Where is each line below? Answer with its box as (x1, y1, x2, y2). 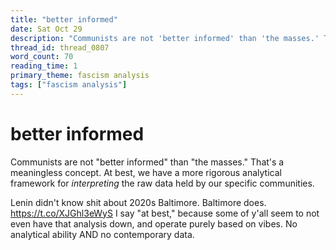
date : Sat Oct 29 (10, 24, 83, 34)
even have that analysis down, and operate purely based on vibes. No (10, 217, 298, 230)
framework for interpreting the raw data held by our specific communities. (10, 177, 315, 189)
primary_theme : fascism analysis (10, 71, 150, 81)
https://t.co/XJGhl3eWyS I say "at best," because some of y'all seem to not (10, 207, 320, 219)
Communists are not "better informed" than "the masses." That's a (10, 156, 285, 168)
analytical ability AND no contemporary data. (10, 228, 195, 240)
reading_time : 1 (10, 61, 78, 71)
